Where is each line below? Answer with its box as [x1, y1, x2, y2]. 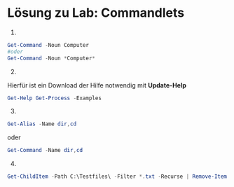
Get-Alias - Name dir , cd [7, 120, 77, 127]
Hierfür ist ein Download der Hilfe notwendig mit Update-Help [7, 81, 187, 89]
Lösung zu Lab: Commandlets [7, 5, 185, 21]
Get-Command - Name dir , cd [7, 147, 83, 154]
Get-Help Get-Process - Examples [7, 95, 102, 102]
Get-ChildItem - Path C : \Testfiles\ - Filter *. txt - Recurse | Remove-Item [7, 173, 228, 180]
